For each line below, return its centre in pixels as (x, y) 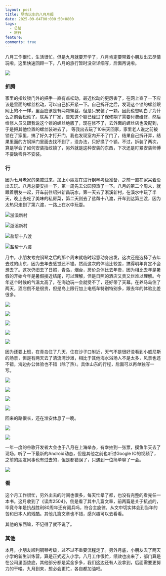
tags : (11, 24)
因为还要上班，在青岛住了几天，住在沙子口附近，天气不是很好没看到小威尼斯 (83, 352)
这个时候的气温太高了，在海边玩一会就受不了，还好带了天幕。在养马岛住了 (85, 282)
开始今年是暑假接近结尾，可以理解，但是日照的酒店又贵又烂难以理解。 (85, 276)
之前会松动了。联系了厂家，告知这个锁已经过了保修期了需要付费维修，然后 (85, 117)
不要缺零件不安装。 (25, 154)
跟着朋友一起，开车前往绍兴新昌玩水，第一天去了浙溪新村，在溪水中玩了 (79, 192)
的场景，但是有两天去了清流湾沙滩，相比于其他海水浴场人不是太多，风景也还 (83, 358)
